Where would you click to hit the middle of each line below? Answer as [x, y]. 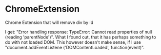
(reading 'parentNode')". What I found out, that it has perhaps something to [80, 37]
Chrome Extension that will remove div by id [49, 22]
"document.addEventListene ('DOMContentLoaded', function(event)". [75, 47]
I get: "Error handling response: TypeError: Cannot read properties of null [79, 32]
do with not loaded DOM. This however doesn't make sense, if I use [73, 42]
